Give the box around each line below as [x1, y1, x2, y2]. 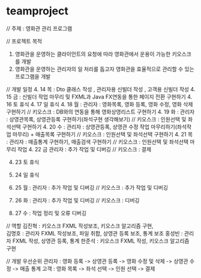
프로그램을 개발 [14, 73, 51, 80]
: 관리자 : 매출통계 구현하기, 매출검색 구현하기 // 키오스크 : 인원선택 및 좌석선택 [6, 138, 189, 145]
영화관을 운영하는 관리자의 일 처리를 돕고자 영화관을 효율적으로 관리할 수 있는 [14, 65, 195, 73]
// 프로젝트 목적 [6, 37, 43, 44]
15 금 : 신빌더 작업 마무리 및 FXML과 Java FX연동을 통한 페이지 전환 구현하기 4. [6, 93, 193, 100]
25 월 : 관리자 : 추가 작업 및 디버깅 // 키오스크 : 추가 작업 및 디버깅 [14, 184, 169, 191]
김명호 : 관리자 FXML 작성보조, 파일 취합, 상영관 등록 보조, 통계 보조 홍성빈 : [6, 229, 183, 237]
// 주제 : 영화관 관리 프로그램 [6, 25, 73, 32]
